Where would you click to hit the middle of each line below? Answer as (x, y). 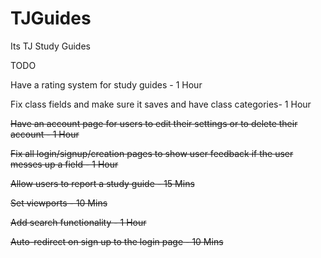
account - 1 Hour (45, 134)
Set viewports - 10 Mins (59, 203)
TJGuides (51, 18)
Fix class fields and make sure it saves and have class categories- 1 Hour (161, 104)
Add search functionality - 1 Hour (78, 222)
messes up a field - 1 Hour (64, 164)
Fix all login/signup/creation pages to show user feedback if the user (152, 153)
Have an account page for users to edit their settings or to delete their (154, 123)
